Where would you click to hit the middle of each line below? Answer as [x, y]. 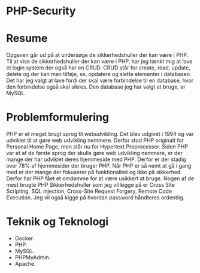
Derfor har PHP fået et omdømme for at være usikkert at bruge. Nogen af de [100, 178]
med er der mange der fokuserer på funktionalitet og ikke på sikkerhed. [94, 172]
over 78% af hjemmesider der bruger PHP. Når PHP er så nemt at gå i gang [99, 166]
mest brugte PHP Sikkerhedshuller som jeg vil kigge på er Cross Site [91, 185]
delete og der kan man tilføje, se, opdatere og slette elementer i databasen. [99, 74]
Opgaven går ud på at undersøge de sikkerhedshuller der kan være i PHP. [97, 55]
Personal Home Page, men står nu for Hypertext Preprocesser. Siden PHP [97, 147]
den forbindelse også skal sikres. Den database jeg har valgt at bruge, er [96, 87]
